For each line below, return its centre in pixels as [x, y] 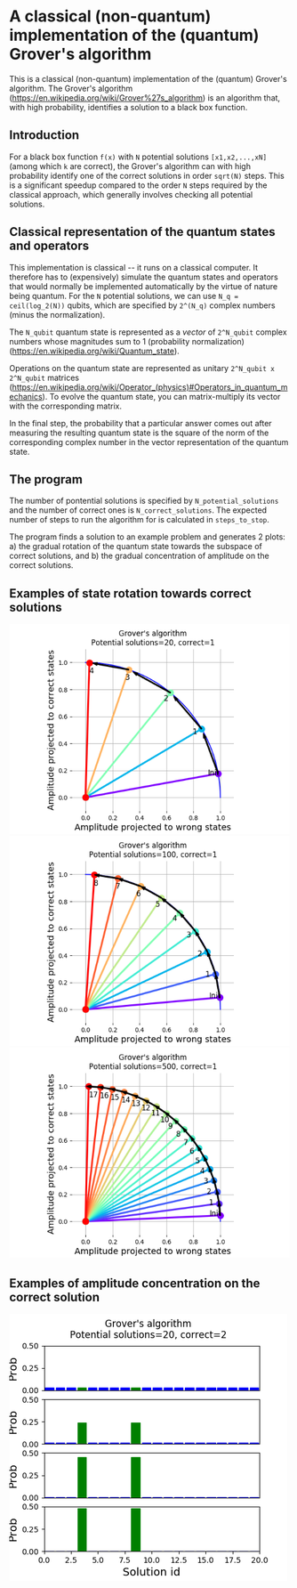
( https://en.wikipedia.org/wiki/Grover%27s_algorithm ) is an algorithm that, [145, 97]
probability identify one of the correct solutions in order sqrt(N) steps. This [147, 175]
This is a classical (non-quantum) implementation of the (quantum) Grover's [148, 78]
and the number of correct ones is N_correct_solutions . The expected [138, 510]
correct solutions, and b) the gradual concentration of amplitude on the [139, 556]
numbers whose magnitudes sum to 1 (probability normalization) [127, 341]
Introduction [44, 135]
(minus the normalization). [57, 314]
